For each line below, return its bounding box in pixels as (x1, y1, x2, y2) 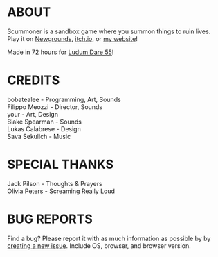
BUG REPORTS (7, 211, 93, 226)
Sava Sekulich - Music (7, 132, 71, 140)
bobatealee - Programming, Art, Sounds (7, 95, 121, 103)
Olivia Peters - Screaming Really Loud (7, 187, 116, 195)
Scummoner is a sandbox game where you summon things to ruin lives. (7, 27, 211, 35)
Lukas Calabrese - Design (7, 124, 81, 133)
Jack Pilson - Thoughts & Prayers (7, 179, 102, 188)
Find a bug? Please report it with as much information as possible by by (7, 234, 211, 242)
